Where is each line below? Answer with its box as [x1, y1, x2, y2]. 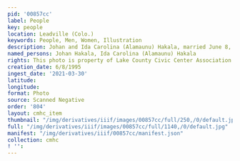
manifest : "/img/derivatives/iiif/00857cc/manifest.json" [7, 130, 184, 137]
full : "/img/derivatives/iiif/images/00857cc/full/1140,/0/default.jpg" [7, 123, 229, 130]
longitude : [7, 83, 40, 90]
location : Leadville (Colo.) [7, 30, 94, 38]
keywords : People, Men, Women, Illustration [7, 37, 142, 44]
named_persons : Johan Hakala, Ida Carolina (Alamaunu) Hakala [7, 51, 196, 58]
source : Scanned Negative [7, 97, 84, 104]
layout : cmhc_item [7, 110, 62, 117]
